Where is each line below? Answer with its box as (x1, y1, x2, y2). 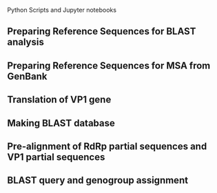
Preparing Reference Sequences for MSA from (7, 60, 211, 71)
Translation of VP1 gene (7, 94, 112, 106)
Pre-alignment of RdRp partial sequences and (7, 140, 207, 152)
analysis (7, 36, 45, 48)
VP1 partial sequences (7, 151, 105, 163)
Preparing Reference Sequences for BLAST (7, 25, 196, 37)
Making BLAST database (7, 117, 115, 129)
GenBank (7, 70, 48, 82)
